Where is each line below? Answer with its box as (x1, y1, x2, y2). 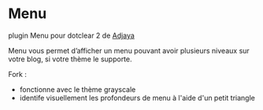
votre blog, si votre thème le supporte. (8, 54, 132, 64)
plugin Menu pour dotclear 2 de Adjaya (8, 31, 135, 40)
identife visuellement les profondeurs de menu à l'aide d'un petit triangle (19, 93, 256, 102)
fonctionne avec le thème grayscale (19, 84, 136, 94)
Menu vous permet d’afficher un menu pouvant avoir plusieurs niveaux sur (8, 46, 250, 55)
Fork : (8, 69, 28, 79)
